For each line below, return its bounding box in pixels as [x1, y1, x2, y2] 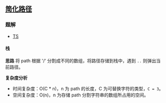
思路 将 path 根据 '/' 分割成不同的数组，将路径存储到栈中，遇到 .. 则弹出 [5, 57, 156, 63]
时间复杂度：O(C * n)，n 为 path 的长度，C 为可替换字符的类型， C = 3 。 [12, 85, 163, 91]
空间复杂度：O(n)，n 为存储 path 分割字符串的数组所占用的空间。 [12, 92, 149, 98]
